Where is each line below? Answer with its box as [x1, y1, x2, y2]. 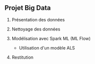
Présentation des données [11, 16, 65, 22]
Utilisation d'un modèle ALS [19, 45, 75, 50]
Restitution [11, 54, 34, 60]
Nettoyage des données [11, 26, 61, 32]
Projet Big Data [4, 4, 51, 12]
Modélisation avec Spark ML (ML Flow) [11, 35, 91, 41]
